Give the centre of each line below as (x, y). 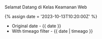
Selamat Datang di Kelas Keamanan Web (46, 7)
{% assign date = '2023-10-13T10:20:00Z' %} (51, 16)
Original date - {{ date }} (36, 26)
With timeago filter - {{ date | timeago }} (52, 31)
